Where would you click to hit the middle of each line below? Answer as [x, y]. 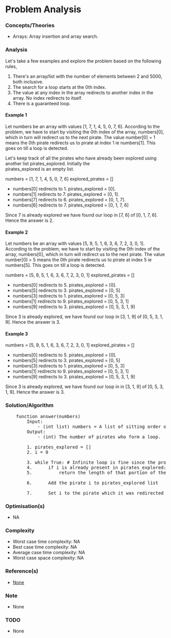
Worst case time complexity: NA [46, 542]
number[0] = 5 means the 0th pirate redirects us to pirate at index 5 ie [78, 260]
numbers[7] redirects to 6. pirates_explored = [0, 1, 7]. [69, 199]
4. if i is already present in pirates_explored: [96, 467]
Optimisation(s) [25, 506]
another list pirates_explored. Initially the [48, 163]
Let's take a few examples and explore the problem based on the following [83, 61]
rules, [11, 66]
